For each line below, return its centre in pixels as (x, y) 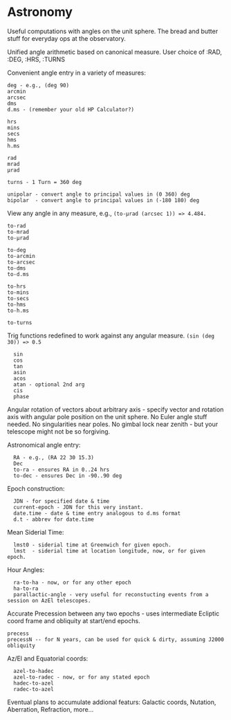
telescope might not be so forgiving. (59, 431)
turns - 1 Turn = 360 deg (44, 182)
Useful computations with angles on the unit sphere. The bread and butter (113, 31)
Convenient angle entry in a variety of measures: (77, 73)
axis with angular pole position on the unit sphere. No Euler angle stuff (107, 416)
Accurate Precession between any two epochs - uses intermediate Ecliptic (113, 613)
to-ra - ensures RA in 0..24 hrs (62, 470)
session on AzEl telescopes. (49, 600)
